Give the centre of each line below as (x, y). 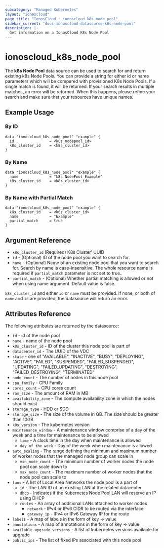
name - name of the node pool (42, 341)
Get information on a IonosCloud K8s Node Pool (60, 33)
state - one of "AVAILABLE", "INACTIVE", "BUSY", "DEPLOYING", (78, 356)
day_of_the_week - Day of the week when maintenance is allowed (86, 445)
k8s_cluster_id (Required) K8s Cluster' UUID (58, 252)
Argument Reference (38, 240)
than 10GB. (23, 419)
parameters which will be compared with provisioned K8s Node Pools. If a (80, 81)
